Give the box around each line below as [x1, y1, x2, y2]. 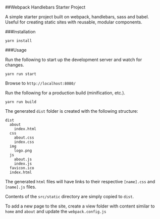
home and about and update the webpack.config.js [5, 209, 107, 214]
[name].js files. [5, 184, 36, 190]
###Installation [5, 29, 36, 34]
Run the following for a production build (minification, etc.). [5, 90, 125, 96]
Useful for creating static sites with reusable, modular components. [5, 19, 143, 25]
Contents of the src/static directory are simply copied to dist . [5, 194, 134, 199]
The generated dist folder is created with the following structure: [5, 108, 138, 114]
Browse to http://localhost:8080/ [5, 80, 76, 86]
